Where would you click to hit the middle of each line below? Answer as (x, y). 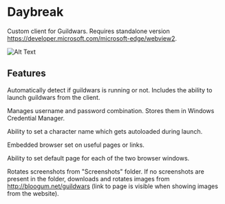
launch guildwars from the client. (54, 97)
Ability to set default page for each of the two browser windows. (98, 158)
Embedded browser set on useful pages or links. (76, 145)
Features (26, 73)
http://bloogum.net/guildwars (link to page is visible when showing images (113, 186)
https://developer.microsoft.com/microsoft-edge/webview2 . (92, 38)
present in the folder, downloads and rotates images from (88, 178)
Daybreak (35, 12)
